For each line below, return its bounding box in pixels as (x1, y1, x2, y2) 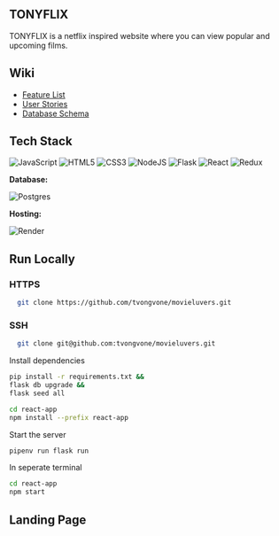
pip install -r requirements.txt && (9, 372, 144, 382)
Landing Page (9, 512, 87, 527)
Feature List (21, 89, 66, 100)
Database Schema (21, 108, 89, 119)
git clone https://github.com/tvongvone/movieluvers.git (17, 299, 232, 307)
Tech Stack (9, 134, 73, 149)
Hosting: (9, 208, 43, 220)
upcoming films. (9, 40, 68, 50)
